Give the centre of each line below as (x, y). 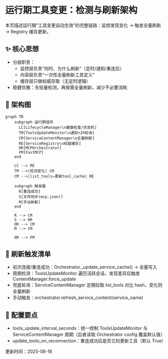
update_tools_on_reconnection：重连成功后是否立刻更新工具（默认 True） (89, 341)
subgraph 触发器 (30, 186)
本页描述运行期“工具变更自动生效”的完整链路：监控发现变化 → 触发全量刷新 (83, 25)
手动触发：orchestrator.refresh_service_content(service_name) (78, 297)
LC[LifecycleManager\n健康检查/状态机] (58, 127)
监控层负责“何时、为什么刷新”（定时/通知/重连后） (72, 68)
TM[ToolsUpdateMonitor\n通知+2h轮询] (56, 133)
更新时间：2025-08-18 (29, 351)
